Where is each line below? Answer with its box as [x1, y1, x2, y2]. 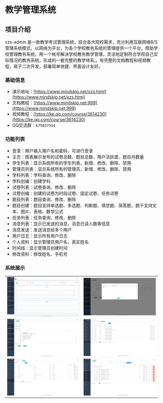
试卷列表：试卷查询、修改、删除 [12, 184, 76, 190]
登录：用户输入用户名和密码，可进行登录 [12, 148, 93, 154]
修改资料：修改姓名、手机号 [12, 251, 68, 257]
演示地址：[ [12, 88, 35, 95]
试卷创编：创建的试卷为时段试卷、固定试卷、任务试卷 [12, 190, 119, 196]
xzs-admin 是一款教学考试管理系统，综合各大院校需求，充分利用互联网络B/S [5, 39, 158, 45]
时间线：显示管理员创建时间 [12, 245, 68, 251]
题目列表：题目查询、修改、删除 [12, 196, 76, 202]
